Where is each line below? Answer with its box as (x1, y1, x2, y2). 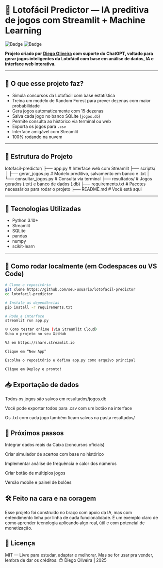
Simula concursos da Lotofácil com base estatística (12, 92, 115, 98)
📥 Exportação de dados (5, 380, 79, 389)
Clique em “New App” (5, 349, 47, 354)
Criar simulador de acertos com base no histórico (5, 451, 104, 457)
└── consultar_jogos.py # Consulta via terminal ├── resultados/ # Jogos (5, 176, 152, 181)
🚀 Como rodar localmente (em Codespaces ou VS (5, 262, 157, 270)
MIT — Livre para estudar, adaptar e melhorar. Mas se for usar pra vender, (5, 552, 154, 558)
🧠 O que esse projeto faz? (5, 80, 84, 88)
